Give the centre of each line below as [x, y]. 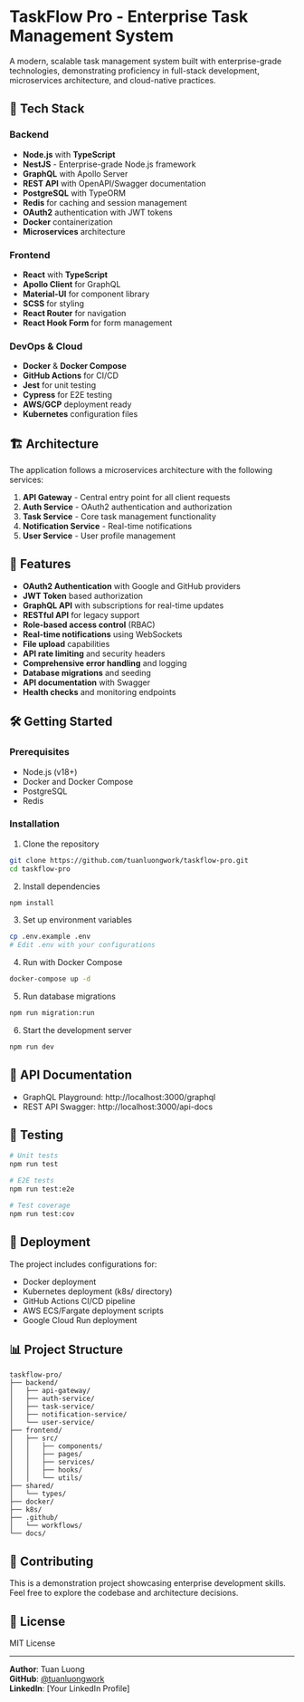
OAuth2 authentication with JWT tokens [98, 212]
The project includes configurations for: [83, 1264]
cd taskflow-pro [40, 869]
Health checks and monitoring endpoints [99, 691]
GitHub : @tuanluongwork [57, 1678]
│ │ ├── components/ [56, 1446]
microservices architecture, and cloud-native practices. [113, 80]
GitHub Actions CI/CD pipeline [79, 1301]
